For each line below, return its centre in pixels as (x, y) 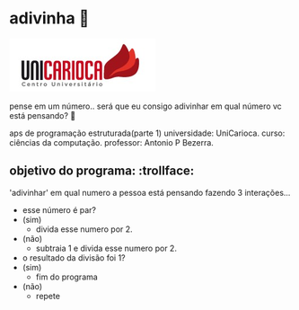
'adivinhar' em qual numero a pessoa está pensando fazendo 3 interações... (150, 192)
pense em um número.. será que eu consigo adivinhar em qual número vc (146, 106)
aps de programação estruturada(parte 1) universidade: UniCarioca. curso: (147, 133)
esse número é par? (59, 209)
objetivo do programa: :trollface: (102, 171)
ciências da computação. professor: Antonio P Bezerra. (111, 142)
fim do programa (67, 277)
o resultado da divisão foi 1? (74, 257)
